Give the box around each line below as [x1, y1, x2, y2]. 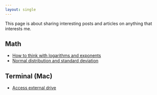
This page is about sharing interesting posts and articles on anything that [5, 20, 153, 26]
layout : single [5, 7, 36, 12]
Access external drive [12, 85, 56, 91]
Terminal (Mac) [5, 72, 53, 80]
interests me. [5, 25, 32, 32]
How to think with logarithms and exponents [12, 53, 101, 58]
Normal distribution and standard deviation [12, 58, 99, 64]
